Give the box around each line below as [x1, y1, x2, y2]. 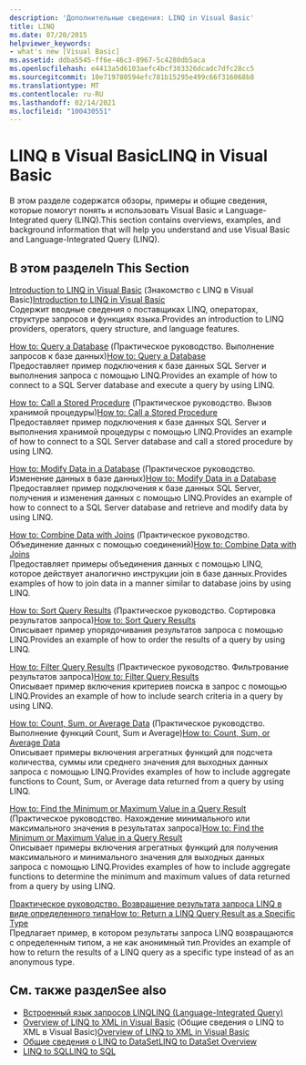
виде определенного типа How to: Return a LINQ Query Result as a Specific [9, 908, 296, 918]
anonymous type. [9, 957, 76, 967]
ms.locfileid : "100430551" [9, 107, 112, 116]
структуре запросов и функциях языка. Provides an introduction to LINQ [9, 313, 284, 324]
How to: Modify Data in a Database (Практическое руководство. [9, 464, 256, 474]
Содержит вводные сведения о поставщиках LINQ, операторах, [9, 304, 259, 314]
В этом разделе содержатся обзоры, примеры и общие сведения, [9, 195, 268, 206]
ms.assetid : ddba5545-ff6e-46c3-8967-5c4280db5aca [9, 56, 206, 65]
